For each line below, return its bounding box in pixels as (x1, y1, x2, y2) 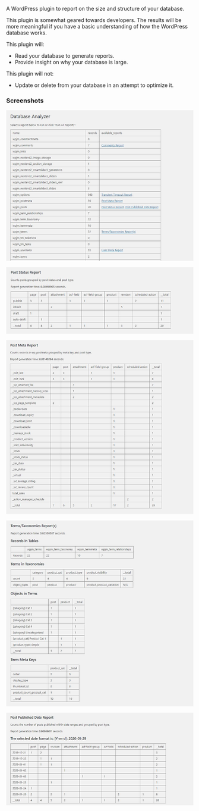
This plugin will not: (6, 70, 54, 77)
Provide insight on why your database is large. (14, 59, 128, 65)
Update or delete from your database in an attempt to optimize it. (14, 82, 174, 89)
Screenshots (6, 96, 44, 105)
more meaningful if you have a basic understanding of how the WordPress (6, 23, 188, 30)
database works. (6, 29, 48, 36)
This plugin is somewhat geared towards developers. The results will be (6, 17, 182, 23)
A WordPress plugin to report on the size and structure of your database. (6, 5, 185, 12)
